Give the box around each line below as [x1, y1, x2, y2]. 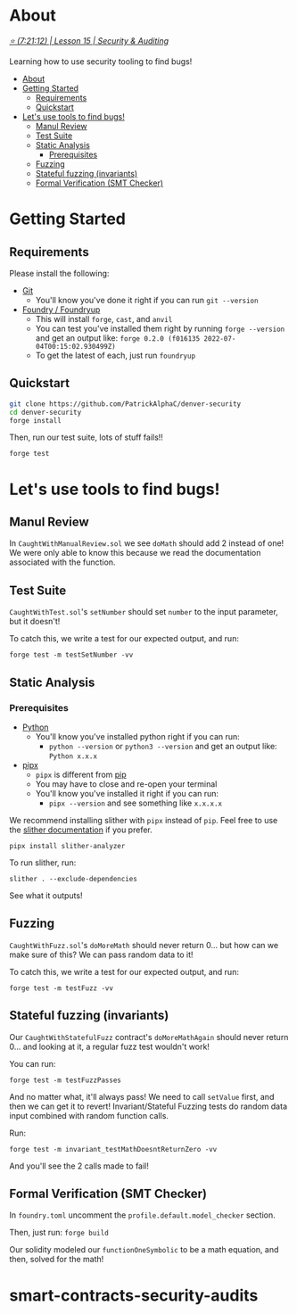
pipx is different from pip [35, 769, 127, 780]
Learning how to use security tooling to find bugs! [9, 55, 193, 67]
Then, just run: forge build [9, 1227, 109, 1238]
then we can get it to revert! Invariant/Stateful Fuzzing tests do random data [9, 1101, 288, 1112]
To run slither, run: [9, 857, 77, 868]
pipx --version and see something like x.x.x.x [48, 797, 223, 808]
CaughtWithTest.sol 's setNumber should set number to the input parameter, [9, 607, 278, 617]
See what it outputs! [9, 889, 83, 901]
